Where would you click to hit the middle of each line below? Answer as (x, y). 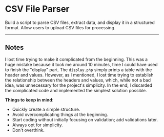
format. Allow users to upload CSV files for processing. (60, 27)
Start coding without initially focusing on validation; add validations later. (85, 119)
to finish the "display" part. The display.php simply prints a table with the (79, 70)
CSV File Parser (37, 9)
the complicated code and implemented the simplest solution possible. (76, 90)
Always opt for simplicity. (37, 125)
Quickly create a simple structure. (46, 109)
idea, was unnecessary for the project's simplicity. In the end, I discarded (79, 85)
